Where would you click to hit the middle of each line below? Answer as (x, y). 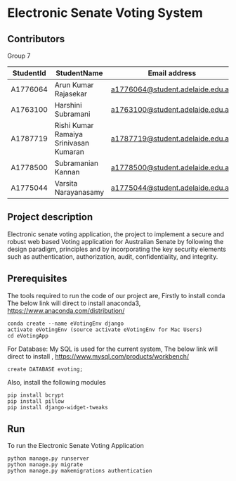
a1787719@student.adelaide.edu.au (172, 139)
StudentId (29, 73)
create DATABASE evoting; (45, 369)
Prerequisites (37, 279)
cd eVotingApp (28, 335)
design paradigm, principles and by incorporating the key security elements (117, 249)
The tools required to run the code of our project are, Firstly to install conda (116, 295)
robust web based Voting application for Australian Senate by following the (116, 241)
